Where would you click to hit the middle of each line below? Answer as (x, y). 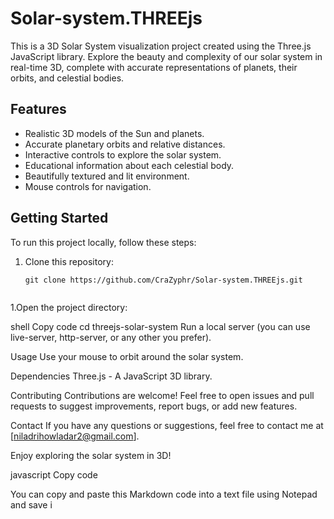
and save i (31, 504)
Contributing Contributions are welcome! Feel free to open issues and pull (162, 395)
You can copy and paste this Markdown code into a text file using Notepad (164, 494)
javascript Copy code (54, 474)
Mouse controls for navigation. (88, 186)
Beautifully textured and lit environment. (107, 176)
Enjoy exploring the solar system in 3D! (91, 455)
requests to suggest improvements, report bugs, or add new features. (154, 406)
